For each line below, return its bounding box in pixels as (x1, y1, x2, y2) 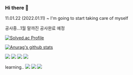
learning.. (5, 64, 24, 70)
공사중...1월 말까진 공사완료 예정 (5, 25, 65, 31)
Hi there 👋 (5, 4, 29, 11)
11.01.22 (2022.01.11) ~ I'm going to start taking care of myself (5, 15, 128, 21)
